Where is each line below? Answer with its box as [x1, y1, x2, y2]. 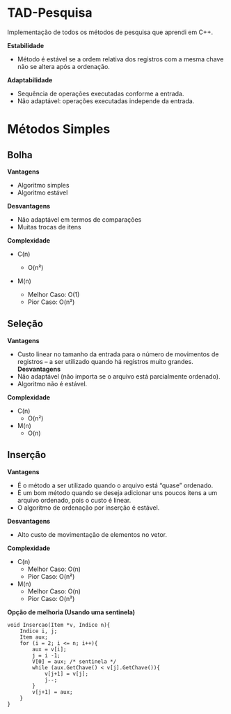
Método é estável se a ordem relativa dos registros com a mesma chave [17, 54, 224, 63]
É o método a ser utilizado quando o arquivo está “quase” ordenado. [17, 481, 214, 489]
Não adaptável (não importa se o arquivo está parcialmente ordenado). [17, 372, 221, 381]
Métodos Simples [7, 121, 111, 137]
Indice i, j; [19, 628, 58, 635]
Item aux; [19, 633, 49, 641]
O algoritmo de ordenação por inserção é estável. [17, 503, 160, 512]
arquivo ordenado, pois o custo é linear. [17, 496, 132, 504]
